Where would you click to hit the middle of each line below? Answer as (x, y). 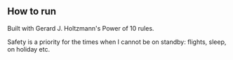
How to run (32, 12)
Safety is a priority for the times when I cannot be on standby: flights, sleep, (117, 42)
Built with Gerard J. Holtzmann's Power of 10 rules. (81, 28)
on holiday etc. (29, 49)
